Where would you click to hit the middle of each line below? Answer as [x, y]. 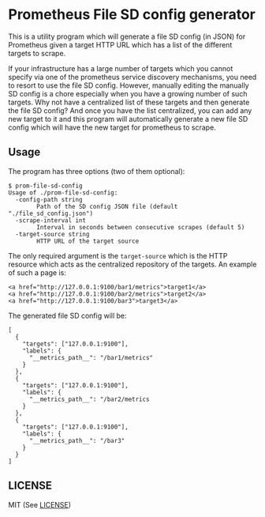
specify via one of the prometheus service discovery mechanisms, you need [132, 77]
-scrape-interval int [51, 220]
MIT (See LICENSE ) [40, 504]
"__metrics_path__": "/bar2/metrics [89, 399]
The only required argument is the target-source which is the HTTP [118, 255]
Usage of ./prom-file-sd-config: [63, 192]
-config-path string [49, 199]
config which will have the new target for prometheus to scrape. [112, 127]
